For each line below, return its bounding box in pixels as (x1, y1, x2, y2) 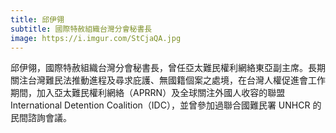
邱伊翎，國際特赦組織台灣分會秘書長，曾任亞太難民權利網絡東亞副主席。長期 (10, 62, 326, 74)
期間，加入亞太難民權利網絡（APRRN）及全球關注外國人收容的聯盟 (10, 87, 286, 99)
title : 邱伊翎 (10, 14, 65, 25)
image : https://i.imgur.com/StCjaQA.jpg (10, 33, 182, 43)
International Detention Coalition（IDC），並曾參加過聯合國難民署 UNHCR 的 (10, 99, 322, 111)
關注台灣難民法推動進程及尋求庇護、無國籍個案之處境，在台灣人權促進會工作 (10, 74, 326, 86)
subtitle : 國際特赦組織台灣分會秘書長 (10, 24, 153, 34)
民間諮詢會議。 (10, 112, 72, 124)
